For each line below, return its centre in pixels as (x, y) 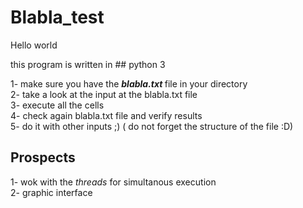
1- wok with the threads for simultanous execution (113, 182)
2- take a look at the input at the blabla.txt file (104, 94)
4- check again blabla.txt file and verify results (106, 115)
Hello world (34, 45)
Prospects (43, 157)
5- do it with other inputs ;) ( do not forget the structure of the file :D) (152, 126)
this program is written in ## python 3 (88, 64)
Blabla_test (57, 17)
